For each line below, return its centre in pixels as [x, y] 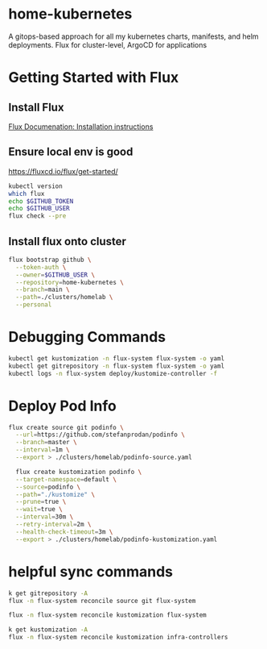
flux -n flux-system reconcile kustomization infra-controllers [118, 638]
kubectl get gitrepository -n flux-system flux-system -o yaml [117, 366]
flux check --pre [37, 216]
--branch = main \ [43, 290]
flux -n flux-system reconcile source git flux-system [102, 601]
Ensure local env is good [71, 152]
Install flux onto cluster [68, 241]
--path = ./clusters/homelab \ [64, 297]
